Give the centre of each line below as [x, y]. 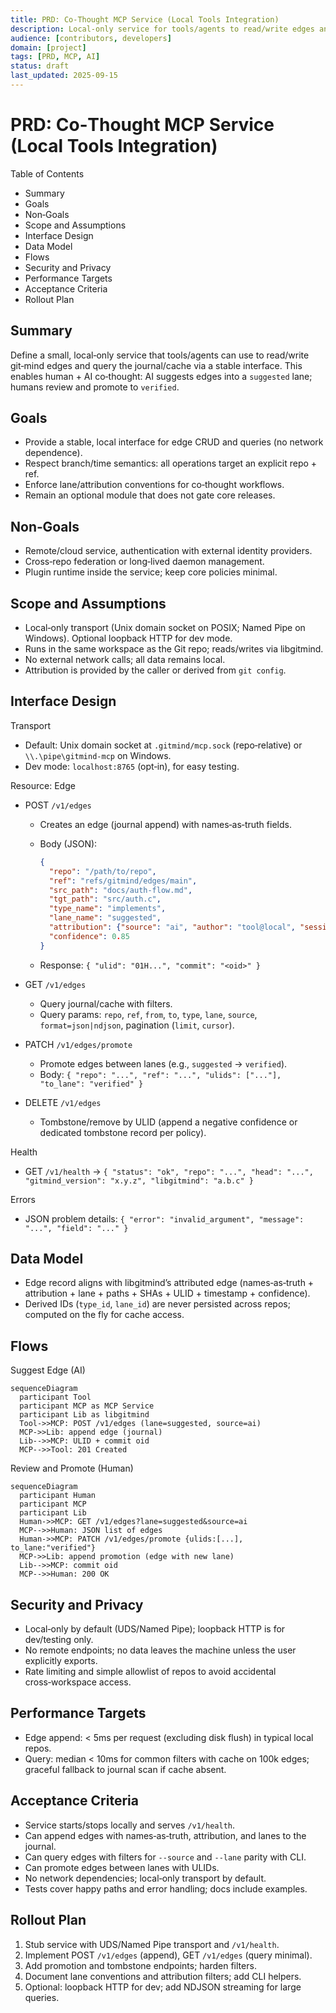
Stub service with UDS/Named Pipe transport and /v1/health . [152, 1944]
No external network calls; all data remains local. [125, 660]
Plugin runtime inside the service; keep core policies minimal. [151, 572]
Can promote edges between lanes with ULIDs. [122, 1867]
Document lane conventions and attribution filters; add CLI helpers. [163, 1976]
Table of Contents [47, 173]
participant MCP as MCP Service [87, 1406]
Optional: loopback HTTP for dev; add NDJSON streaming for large [163, 1987]
